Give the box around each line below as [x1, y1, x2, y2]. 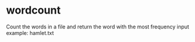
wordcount [6, 4, 61, 17]
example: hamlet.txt [6, 29, 54, 36]
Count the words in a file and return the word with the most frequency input [6, 23, 190, 30]
